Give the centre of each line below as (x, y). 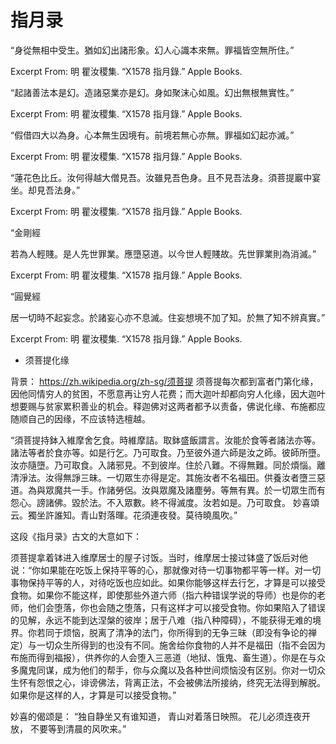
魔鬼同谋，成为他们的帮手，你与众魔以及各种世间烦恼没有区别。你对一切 (167, 670)
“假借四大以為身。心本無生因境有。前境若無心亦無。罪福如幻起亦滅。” (152, 135)
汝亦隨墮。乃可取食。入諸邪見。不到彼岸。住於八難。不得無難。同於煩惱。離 (168, 465)
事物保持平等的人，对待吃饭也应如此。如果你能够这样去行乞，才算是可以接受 (168, 582)
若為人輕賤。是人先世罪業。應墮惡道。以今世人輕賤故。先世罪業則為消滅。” (163, 253)
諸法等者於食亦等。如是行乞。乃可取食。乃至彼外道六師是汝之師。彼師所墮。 (168, 452)
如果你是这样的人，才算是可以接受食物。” (93, 695)
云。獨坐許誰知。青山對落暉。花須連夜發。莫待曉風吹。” (124, 515)
